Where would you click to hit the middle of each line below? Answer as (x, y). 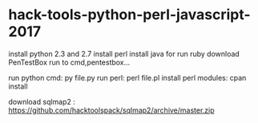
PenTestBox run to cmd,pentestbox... (69, 62)
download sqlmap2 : (42, 101)
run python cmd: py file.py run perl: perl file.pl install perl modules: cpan (127, 77)
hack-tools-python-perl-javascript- (129, 15)
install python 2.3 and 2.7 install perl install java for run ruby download (124, 54)
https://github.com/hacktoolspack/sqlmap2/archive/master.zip (111, 110)
